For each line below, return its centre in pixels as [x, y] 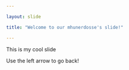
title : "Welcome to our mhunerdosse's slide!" [65, 27]
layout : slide [24, 16]
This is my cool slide [31, 49]
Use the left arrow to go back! [43, 61]
